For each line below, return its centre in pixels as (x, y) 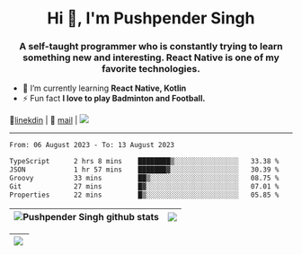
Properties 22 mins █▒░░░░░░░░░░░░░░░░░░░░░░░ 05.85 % (144, 195)
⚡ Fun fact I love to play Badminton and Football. (114, 99)
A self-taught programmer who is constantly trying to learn (151, 47)
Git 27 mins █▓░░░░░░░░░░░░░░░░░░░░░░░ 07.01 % (144, 186)
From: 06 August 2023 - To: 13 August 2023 (92, 145)
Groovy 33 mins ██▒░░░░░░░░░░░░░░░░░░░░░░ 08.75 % (144, 179)
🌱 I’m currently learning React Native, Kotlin (104, 88)
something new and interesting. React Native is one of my (151, 57)
